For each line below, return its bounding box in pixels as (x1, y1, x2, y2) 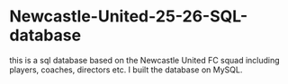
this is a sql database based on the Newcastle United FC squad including (9, 55, 281, 65)
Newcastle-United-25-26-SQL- (9, 6, 248, 27)
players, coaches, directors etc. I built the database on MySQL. (9, 64, 243, 75)
